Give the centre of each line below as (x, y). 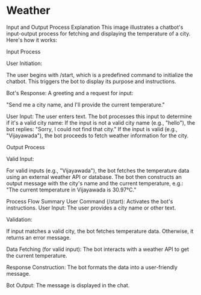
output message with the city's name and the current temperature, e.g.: (95, 183)
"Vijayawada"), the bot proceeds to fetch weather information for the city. (97, 135)
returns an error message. (39, 237)
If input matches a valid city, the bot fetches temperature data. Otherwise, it (100, 231)
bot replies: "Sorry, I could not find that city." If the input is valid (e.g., (92, 129)
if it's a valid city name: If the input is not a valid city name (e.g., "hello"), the (101, 123)
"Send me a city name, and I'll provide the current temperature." (86, 104)
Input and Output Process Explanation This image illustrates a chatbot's (95, 27)
